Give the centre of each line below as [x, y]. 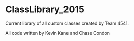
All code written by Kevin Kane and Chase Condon [57, 33]
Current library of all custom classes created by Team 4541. [67, 23]
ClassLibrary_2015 [45, 9]
